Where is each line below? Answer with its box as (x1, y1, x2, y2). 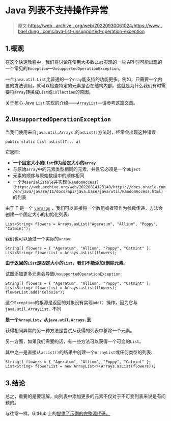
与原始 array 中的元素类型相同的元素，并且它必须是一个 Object (12, 166, 141, 172)
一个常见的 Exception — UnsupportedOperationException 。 (5, 65, 124, 71)
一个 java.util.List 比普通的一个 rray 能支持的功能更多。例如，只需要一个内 (5, 76, 162, 82)
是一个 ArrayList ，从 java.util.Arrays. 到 (5, 316, 92, 323)
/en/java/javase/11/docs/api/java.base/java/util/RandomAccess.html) (12, 189, 164, 194)
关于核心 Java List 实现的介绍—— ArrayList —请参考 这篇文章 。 (5, 100, 138, 106)
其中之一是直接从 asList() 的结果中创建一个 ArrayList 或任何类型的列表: (5, 349, 153, 355)
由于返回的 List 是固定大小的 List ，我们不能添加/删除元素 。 (5, 260, 128, 266)
